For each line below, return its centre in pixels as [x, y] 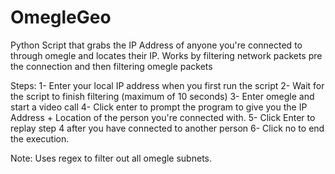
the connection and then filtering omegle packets [111, 66]
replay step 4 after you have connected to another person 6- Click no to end [167, 128]
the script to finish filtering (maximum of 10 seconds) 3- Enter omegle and [162, 96]
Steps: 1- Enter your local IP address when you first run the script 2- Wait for [167, 85]
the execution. [40, 138]
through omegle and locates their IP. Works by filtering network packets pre [166, 55]
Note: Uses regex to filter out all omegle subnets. [111, 158]
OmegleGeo [61, 17]
